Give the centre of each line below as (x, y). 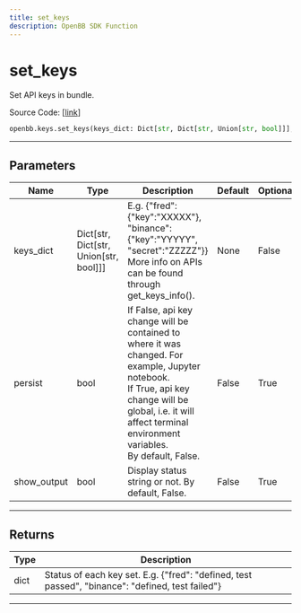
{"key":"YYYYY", (163, 240)
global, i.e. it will (160, 411)
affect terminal (158, 423)
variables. (147, 445)
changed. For (155, 355)
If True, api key (158, 389)
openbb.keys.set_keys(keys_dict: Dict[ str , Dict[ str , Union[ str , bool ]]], (152, 129)
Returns (32, 534)
